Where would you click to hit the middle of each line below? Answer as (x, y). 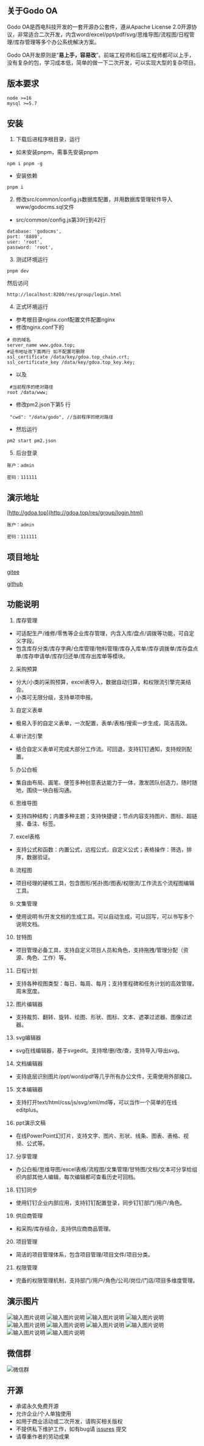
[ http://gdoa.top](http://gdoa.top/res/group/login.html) (75, 513)
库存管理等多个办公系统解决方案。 (57, 42)
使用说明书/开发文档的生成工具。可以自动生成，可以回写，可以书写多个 (105, 916)
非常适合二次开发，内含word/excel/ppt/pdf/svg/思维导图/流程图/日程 (103, 34)
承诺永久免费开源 (37, 1406)
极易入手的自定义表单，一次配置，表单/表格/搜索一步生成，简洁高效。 (103, 723)
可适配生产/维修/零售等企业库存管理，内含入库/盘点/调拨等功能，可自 (102, 633)
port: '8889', (25, 237)
